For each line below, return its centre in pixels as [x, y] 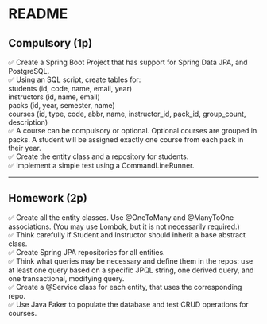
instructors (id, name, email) [54, 97]
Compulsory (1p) [50, 43]
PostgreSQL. [29, 71]
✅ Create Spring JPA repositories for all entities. [87, 252]
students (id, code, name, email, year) [70, 89]
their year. [25, 148]
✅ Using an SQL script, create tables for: [75, 79]
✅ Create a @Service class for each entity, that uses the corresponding [125, 287]
